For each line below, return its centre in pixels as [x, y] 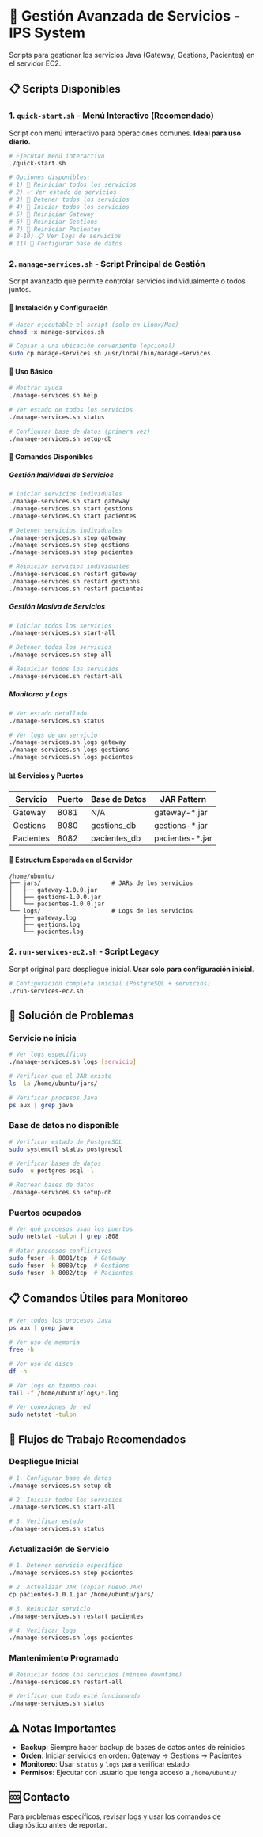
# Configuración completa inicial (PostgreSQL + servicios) [110, 983]
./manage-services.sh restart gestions [75, 581]
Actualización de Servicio [59, 1549]
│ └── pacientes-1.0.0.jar [57, 904]
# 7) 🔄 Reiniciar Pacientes [55, 229]
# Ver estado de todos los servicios [71, 410]
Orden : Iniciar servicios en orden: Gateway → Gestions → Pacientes [131, 1755]
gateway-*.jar [180, 813]
